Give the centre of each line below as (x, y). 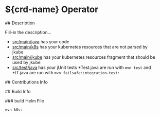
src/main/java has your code (41, 41)
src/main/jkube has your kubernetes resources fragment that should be (84, 57)
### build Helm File (25, 100)
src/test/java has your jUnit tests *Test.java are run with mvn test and (81, 67)
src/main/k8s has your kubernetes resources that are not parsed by (80, 47)
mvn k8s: (14, 110)
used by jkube (26, 62)
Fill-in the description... (28, 32)
